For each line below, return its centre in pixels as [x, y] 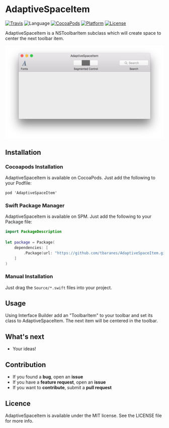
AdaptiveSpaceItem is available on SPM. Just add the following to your [78, 217]
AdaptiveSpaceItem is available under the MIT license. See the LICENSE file [83, 415]
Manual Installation [29, 277]
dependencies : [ [31, 248]
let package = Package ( [30, 242]
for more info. [19, 421]
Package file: [19, 222]
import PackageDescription [33, 232]
